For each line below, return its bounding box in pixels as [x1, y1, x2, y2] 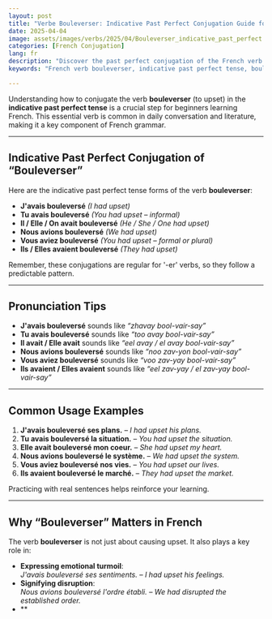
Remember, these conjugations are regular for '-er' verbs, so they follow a [8, 260, 255, 269]
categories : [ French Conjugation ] [8, 42, 125, 50]
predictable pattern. [8, 269, 74, 278]
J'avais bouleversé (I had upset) [19, 200, 131, 211]
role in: [8, 545, 32, 555]
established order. [19, 595, 81, 605]
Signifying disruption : [19, 578, 96, 588]
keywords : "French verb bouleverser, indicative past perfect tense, [8, 65, 249, 73]
